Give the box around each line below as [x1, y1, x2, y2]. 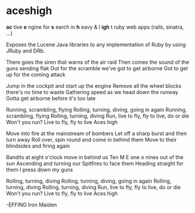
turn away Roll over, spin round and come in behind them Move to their [6, 136, 177, 143]
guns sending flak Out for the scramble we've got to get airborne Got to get [6, 64, 189, 71]
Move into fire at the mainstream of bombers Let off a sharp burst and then [6, 130, 187, 137]
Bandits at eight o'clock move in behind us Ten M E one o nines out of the [6, 153, 183, 160]
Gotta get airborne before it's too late [6, 95, 96, 102]
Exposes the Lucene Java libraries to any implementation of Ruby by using [6, 41, 186, 48]
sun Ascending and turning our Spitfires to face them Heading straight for [6, 160, 184, 167]
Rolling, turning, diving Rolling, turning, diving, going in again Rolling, [6, 177, 172, 184]
